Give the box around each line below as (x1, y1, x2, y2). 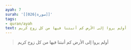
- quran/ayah (5, 21, 33, 26)
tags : (5, 16, 17, 21)
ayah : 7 (5, 7, 22, 12)
